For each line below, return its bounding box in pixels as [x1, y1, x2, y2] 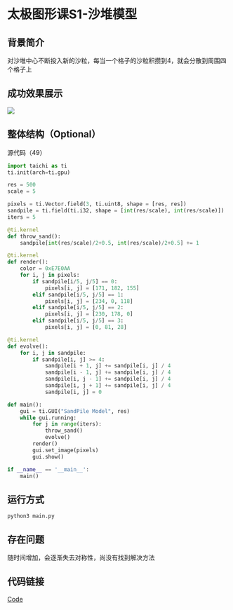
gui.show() [32, 453, 65, 460]
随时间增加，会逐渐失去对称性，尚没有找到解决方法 [7, 553, 155, 562]
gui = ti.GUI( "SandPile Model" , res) [20, 407, 131, 414]
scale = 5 [7, 188, 36, 195]
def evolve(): [7, 343, 49, 350]
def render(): [7, 259, 49, 266]
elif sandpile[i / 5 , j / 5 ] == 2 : [32, 304, 124, 311]
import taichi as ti [7, 162, 68, 169]
